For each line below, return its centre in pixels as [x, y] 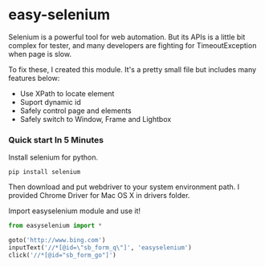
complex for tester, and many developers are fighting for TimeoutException [132, 45]
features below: [34, 78]
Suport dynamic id [51, 102]
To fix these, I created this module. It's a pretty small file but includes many [132, 69]
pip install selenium [45, 172]
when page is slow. [40, 54]
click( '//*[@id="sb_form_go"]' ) [62, 255]
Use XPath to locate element [67, 93]
